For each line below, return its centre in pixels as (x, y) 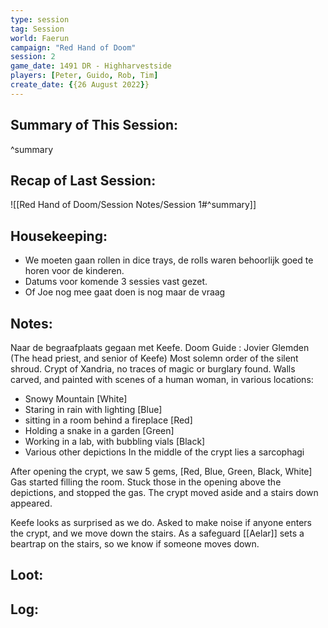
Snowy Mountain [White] (76, 399)
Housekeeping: (59, 236)
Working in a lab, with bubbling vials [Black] (115, 441)
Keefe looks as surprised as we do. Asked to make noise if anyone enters (161, 522)
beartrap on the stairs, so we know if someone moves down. (135, 544)
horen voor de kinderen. (74, 271)
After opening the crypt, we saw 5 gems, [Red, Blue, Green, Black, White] (161, 471)
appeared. (31, 503)
